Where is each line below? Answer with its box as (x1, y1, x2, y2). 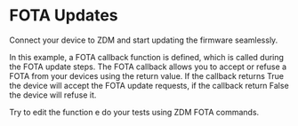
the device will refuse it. (9, 90, 97, 100)
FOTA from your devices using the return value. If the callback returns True (9, 70, 285, 81)
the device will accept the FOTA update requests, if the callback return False (9, 80, 289, 91)
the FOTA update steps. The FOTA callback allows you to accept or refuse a (9, 61, 287, 72)
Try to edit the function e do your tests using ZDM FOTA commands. (9, 106, 260, 117)
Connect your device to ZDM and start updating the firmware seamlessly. (9, 35, 278, 45)
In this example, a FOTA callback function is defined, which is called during (9, 51, 285, 62)
